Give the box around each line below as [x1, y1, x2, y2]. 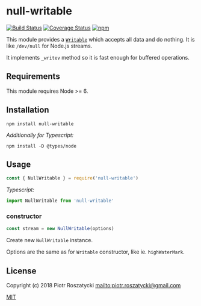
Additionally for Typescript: [6, 131, 74, 139]
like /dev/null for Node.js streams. [6, 42, 93, 49]
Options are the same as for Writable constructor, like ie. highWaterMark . [6, 248, 185, 255]
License [6, 266, 37, 276]
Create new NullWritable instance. [6, 237, 93, 244]
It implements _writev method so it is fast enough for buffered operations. [6, 54, 190, 61]
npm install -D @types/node [6, 143, 77, 149]
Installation [6, 105, 49, 115]
